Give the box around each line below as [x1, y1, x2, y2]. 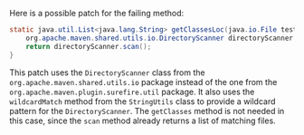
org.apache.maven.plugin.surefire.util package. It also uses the [9, 86, 255, 97]
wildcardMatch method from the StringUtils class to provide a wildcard [9, 95, 276, 107]
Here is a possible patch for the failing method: [9, 8, 185, 18]
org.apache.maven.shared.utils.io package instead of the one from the [9, 76, 278, 87]
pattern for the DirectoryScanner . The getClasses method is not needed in [9, 105, 285, 116]
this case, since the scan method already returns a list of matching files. [9, 115, 276, 126]
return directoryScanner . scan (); [25, 42, 152, 51]
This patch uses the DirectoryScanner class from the [9, 67, 205, 78]
